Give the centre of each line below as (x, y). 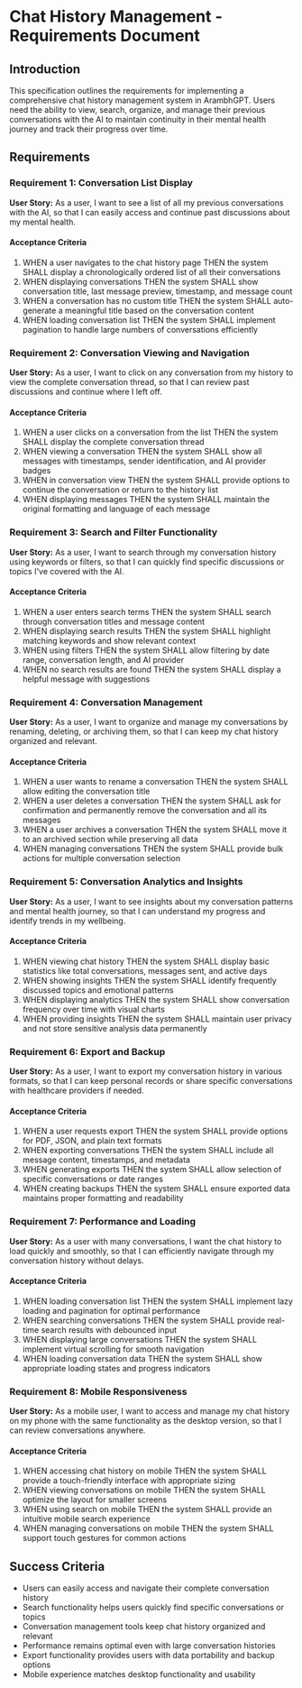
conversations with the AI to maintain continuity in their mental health (138, 119)
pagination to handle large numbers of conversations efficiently (140, 329)
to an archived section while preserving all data (110, 839)
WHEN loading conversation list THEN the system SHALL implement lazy (157, 1301)
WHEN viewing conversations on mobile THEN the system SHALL (144, 1491)
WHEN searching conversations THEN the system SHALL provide (144, 1320)
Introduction (45, 69)
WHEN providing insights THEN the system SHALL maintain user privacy (157, 1018)
